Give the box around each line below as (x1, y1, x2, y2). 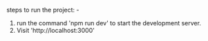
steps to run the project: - (6, 6, 79, 14)
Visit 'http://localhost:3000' (16, 27, 95, 34)
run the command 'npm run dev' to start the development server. (16, 19, 202, 27)
